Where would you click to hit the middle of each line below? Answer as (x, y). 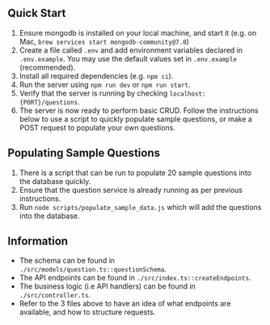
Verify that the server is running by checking (93, 93)
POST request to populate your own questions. (97, 127)
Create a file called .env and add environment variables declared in (131, 50)
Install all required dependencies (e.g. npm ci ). (96, 75)
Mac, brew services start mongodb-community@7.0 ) (104, 41)
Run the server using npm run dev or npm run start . (105, 84)
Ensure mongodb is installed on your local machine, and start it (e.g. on (138, 32)
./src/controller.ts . (55, 295)
